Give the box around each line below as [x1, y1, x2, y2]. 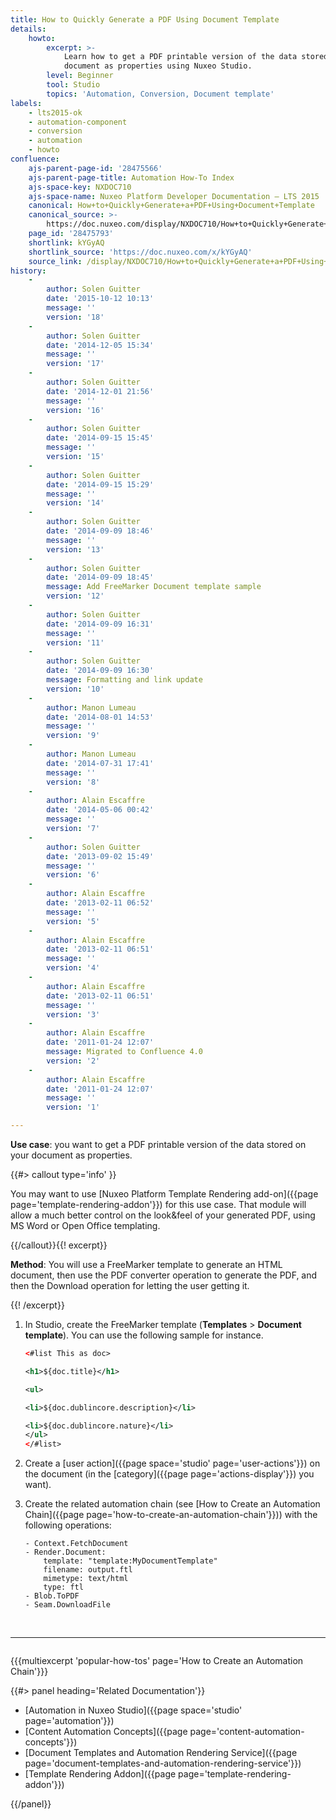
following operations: [24, 1519, 112, 1531]
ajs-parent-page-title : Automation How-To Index [28, 172, 235, 183]
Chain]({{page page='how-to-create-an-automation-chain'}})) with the [24, 1509, 318, 1521]
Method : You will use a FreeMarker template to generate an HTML [10, 1259, 283, 1270]
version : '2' [46, 1056, 101, 1066]
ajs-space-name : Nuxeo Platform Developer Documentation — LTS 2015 [28, 191, 320, 201]
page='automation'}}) [24, 1715, 115, 1727]
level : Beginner [46, 71, 114, 81]
